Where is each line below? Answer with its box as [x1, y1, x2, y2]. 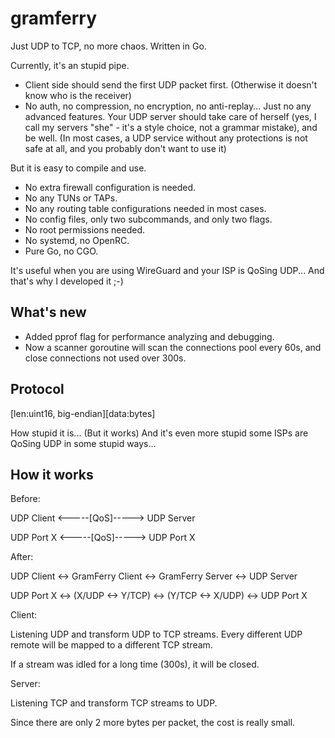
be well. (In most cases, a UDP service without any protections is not [24, 132, 308, 144]
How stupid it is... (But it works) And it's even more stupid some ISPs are [10, 427, 309, 439]
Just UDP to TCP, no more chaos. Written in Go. [10, 40, 207, 52]
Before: [10, 493, 41, 505]
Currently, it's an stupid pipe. [10, 59, 130, 71]
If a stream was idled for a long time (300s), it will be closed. [10, 658, 260, 671]
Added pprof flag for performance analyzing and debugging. [24, 330, 275, 342]
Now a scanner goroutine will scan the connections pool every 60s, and [24, 341, 322, 353]
